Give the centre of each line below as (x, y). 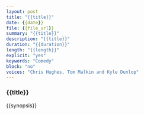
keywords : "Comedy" (30, 61)
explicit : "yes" (26, 55)
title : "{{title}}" (30, 17)
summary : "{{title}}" (33, 34)
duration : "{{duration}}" (38, 45)
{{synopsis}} (22, 105)
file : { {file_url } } (30, 28)
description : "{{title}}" (38, 39)
